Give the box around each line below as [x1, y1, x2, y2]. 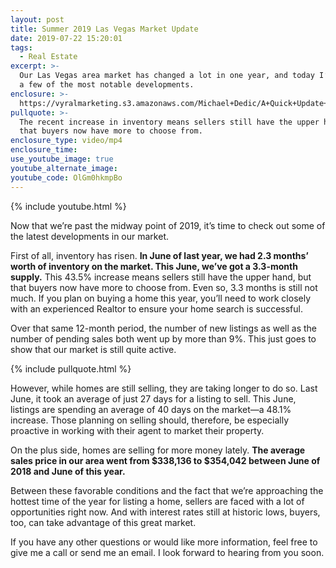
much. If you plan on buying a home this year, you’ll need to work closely [10, 292, 312, 304]
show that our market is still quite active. [10, 343, 177, 355]
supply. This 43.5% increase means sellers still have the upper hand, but [10, 271, 312, 283]
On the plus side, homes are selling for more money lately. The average [10, 444, 306, 456]
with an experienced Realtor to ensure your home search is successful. [10, 302, 303, 315]
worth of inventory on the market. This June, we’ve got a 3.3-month [10, 260, 298, 272]
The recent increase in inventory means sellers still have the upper [19, 117, 320, 127]
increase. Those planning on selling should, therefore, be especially [10, 414, 290, 426]
